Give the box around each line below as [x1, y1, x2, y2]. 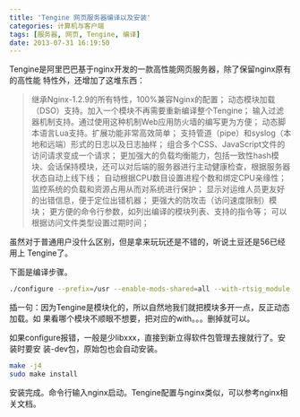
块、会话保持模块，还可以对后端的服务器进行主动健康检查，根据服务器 [30, 161, 291, 172]
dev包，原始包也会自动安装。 [54, 343, 163, 354]
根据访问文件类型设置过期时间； [30, 217, 150, 229]
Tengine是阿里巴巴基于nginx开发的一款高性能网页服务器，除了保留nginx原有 [9, 64, 292, 74]
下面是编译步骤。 [9, 266, 73, 278]
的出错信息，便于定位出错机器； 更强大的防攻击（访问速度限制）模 [30, 195, 278, 206]
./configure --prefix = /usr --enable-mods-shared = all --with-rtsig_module [9, 284, 291, 294]
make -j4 [9, 361, 42, 370]
